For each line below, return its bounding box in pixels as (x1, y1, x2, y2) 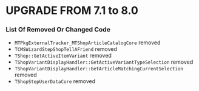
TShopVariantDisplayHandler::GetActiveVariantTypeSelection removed (14, 58, 194, 66)
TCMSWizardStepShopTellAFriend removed (14, 45, 118, 53)
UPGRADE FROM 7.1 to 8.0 (5, 4, 139, 18)
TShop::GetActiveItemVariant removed (14, 52, 112, 59)
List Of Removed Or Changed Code (5, 25, 110, 34)
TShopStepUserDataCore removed (14, 78, 95, 85)
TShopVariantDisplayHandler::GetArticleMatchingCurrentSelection (14, 66, 183, 72)
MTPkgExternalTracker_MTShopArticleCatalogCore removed (14, 39, 161, 46)
